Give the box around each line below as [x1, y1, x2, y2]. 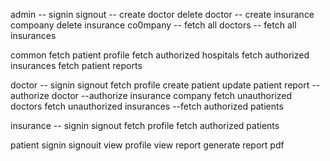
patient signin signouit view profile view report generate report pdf [10, 139, 285, 151]
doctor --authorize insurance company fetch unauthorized [51, 90, 293, 101]
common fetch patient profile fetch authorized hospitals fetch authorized [10, 49, 310, 61]
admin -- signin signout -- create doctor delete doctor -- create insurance [10, 9, 315, 20]
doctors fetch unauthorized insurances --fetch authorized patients [10, 100, 284, 112]
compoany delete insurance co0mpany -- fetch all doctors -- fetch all [10, 19, 297, 31]
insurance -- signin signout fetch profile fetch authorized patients [10, 120, 280, 131]
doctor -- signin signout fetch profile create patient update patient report [10, 79, 310, 91]
